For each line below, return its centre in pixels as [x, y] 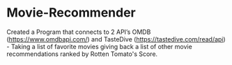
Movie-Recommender [71, 13]
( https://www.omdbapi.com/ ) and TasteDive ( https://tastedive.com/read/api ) [116, 39]
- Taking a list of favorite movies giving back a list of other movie [99, 46]
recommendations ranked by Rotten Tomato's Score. [82, 54]
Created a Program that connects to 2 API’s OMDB [79, 32]
